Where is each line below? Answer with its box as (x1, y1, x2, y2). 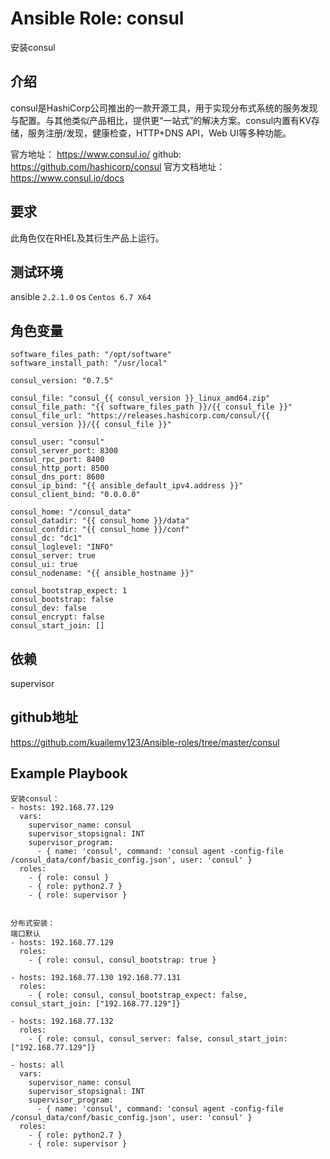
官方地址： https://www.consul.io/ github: (10, 148, 182, 160)
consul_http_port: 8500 (10, 463, 110, 474)
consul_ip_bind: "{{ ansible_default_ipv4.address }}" (10, 481, 244, 491)
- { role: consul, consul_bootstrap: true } (28, 955, 217, 965)
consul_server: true (10, 551, 97, 561)
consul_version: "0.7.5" (10, 376, 114, 386)
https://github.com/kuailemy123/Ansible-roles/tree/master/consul (10, 736, 280, 748)
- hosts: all (10, 1060, 65, 1070)
